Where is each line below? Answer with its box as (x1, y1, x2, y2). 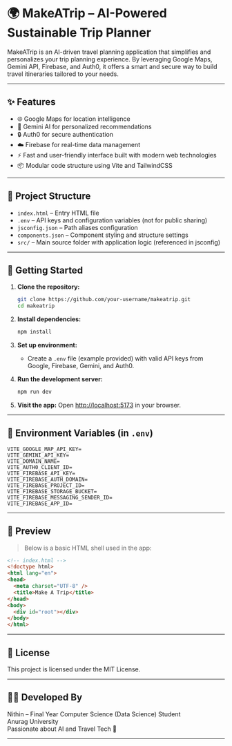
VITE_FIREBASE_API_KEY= (7, 470, 76, 477)
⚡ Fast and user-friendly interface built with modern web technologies (17, 151, 217, 159)
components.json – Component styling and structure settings (17, 231, 188, 239)
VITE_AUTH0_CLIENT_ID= (7, 463, 72, 470)
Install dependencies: (17, 315, 81, 323)
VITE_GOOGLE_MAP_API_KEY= (7, 446, 81, 452)
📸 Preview (7, 526, 51, 537)
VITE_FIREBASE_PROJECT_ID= (7, 481, 85, 489)
